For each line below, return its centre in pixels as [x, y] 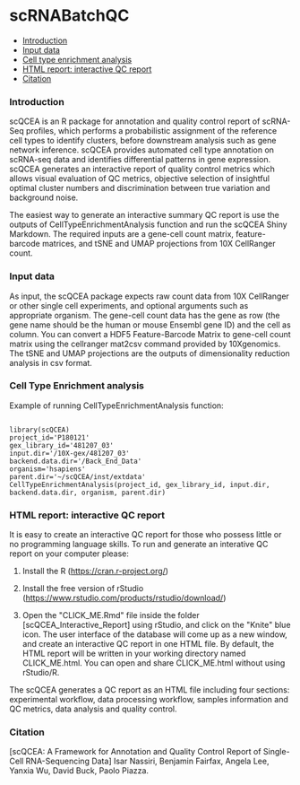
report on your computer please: [69, 554]
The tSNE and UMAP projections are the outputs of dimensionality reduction [150, 353]
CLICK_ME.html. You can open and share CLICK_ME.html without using [154, 663]
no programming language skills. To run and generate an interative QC [139, 545]
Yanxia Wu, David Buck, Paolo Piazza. [79, 771]
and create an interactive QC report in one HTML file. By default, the [148, 644]
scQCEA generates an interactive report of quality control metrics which [142, 169]
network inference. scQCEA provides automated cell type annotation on [142, 150]
